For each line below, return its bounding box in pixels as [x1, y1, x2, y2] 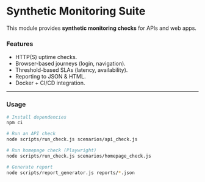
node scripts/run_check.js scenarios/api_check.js [6, 136, 138, 142]
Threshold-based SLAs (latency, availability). [15, 66, 128, 74]
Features [6, 40, 34, 48]
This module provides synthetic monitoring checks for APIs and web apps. [6, 24, 197, 32]
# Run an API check [6, 131, 56, 137]
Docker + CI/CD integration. [15, 79, 85, 86]
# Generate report [6, 164, 53, 170]
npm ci [6, 120, 23, 126]
